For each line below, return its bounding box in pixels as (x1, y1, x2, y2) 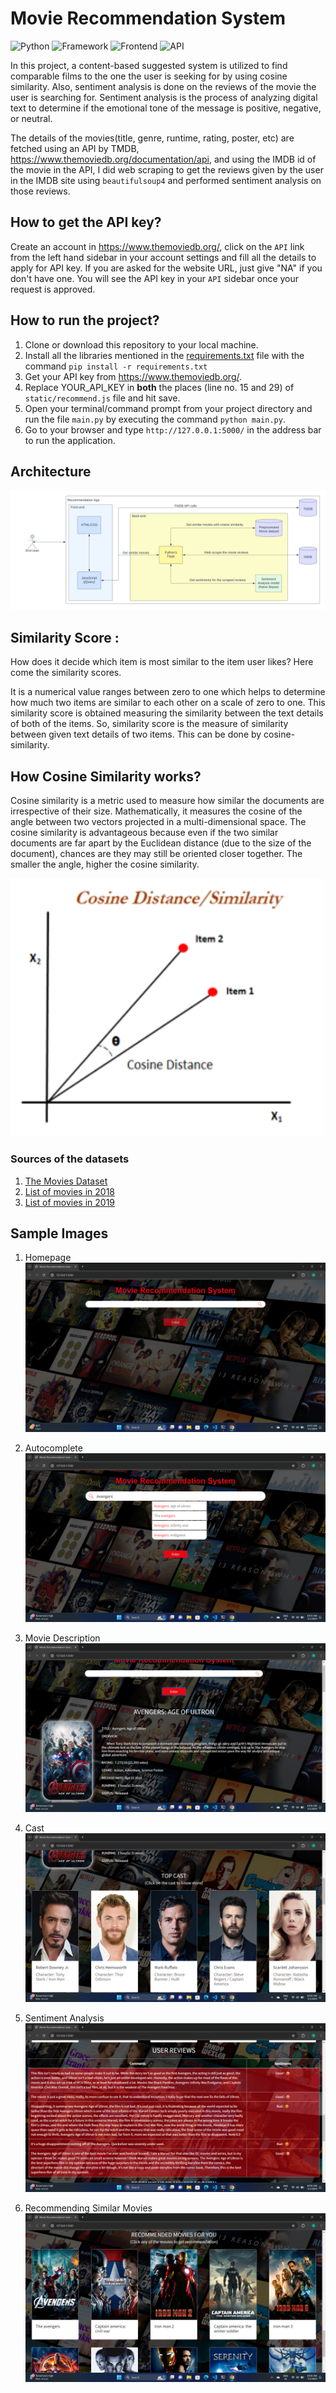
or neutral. (10, 112, 53, 124)
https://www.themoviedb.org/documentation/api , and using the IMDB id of (10, 153, 317, 165)
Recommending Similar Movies (24, 2202, 153, 2214)
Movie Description (24, 1632, 101, 1644)
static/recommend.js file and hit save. (24, 392, 181, 404)
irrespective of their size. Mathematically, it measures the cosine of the (10, 805, 303, 817)
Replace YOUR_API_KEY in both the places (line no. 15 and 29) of (24, 381, 295, 393)
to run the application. (24, 434, 116, 446)
